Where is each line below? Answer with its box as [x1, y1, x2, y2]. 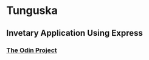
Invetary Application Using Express [6, 28, 143, 38]
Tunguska [6, 4, 58, 18]
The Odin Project [6, 46, 57, 55]
